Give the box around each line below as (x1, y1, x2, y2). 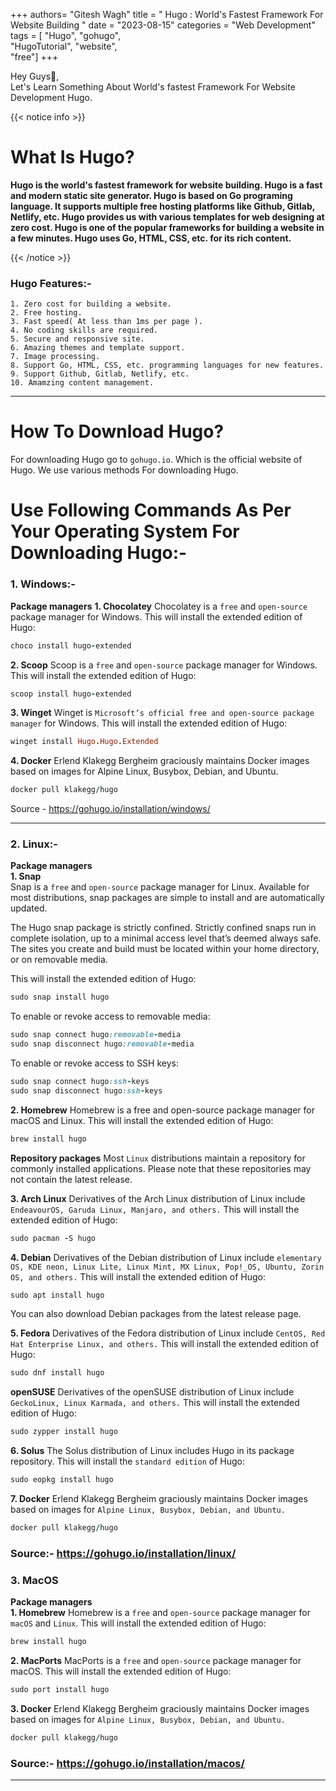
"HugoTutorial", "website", (10, 40, 118, 52)
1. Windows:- (10, 577, 76, 591)
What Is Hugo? (10, 146, 135, 169)
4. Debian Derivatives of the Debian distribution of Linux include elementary (10, 1251, 322, 1263)
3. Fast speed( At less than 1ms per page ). (10, 317, 203, 327)
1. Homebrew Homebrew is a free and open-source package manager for (10, 1607, 311, 1619)
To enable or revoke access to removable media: (10, 1010, 211, 1023)
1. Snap (10, 870, 42, 883)
